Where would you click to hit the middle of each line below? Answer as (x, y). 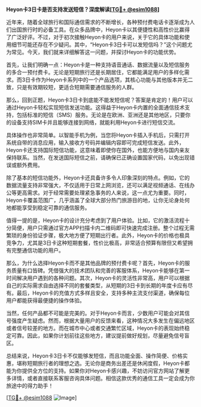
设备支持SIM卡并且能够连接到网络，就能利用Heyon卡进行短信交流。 (95, 122)
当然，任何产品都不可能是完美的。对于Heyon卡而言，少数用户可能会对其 (95, 313)
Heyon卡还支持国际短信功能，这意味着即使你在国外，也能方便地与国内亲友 (98, 150)
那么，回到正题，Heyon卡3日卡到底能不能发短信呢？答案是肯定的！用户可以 (100, 100)
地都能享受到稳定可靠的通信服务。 (48, 208)
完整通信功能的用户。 (37, 250)
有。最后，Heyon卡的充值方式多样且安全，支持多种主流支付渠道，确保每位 (98, 293)
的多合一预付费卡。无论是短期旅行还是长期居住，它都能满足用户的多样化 (95, 72)
